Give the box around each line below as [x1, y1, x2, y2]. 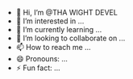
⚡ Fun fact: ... [15, 63, 60, 73]
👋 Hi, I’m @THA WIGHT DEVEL [15, 8, 118, 17]
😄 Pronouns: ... [15, 54, 69, 64]
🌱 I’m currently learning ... [15, 25, 102, 34]
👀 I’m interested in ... [15, 16, 85, 26]
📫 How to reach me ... [15, 43, 91, 52]
